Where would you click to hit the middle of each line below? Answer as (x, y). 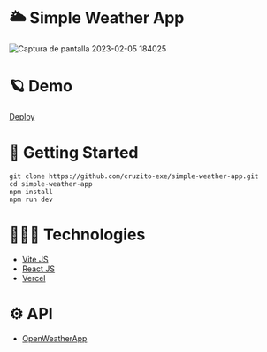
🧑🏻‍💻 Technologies (77, 235)
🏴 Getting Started (74, 153)
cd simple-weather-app (51, 184)
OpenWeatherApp (54, 338)
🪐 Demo (41, 86)
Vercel (34, 278)
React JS (38, 269)
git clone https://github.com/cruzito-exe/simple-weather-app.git (134, 176)
